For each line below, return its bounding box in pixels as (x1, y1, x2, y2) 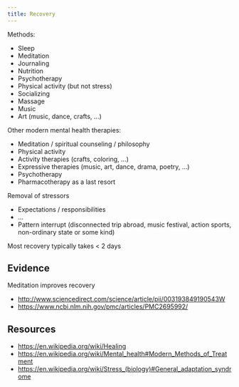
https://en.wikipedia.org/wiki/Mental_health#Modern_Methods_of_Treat (17, 350, 228, 358)
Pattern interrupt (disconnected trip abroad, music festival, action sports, (17, 220, 232, 229)
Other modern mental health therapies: (7, 125, 122, 134)
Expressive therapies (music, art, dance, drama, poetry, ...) (17, 162, 190, 171)
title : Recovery (7, 10, 55, 18)
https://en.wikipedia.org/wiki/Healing (17, 342, 127, 351)
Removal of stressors (7, 191, 70, 200)
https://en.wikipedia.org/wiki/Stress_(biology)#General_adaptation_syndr (17, 365, 232, 373)
